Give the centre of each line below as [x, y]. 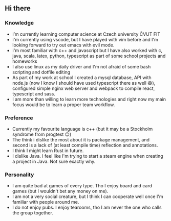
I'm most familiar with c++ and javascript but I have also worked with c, [87, 50]
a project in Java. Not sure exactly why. [54, 161]
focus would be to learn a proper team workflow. [63, 105]
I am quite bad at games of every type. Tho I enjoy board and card [82, 186]
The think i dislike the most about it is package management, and [81, 139]
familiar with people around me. [46, 202]
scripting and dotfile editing [41, 72]
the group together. [33, 213]
